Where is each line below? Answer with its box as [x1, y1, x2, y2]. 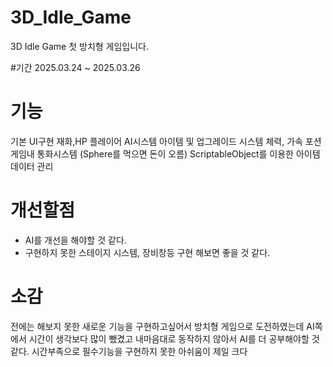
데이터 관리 [10, 160, 54, 172]
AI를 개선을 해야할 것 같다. [24, 234, 127, 246]
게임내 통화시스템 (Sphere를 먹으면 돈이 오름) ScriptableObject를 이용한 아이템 [10, 147, 321, 160]
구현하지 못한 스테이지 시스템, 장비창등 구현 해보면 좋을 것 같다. [24, 246, 271, 258]
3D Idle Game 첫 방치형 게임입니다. [10, 40, 150, 52]
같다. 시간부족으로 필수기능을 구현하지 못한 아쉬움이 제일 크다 [10, 345, 248, 357]
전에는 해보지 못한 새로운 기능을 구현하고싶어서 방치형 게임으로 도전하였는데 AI [10, 320, 315, 332]
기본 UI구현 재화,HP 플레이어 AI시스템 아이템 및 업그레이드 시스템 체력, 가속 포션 [10, 135, 322, 147]
